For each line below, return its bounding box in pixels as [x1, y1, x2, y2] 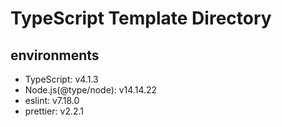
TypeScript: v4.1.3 [24, 73, 99, 85]
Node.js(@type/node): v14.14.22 [24, 84, 158, 96]
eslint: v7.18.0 [24, 95, 80, 106]
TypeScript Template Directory [10, 7, 272, 30]
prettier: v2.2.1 [24, 105, 85, 117]
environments [10, 47, 100, 64]
